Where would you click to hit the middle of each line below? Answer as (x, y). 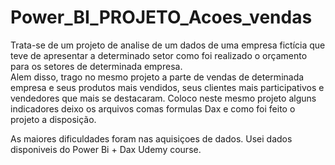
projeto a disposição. (53, 119)
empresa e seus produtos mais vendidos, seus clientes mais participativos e (167, 87)
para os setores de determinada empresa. (96, 66)
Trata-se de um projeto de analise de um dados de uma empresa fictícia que (168, 45)
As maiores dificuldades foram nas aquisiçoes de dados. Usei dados (151, 138)
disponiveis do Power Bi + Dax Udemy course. (106, 149)
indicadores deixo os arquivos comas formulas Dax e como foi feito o (153, 108)
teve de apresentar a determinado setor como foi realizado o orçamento (159, 55)
